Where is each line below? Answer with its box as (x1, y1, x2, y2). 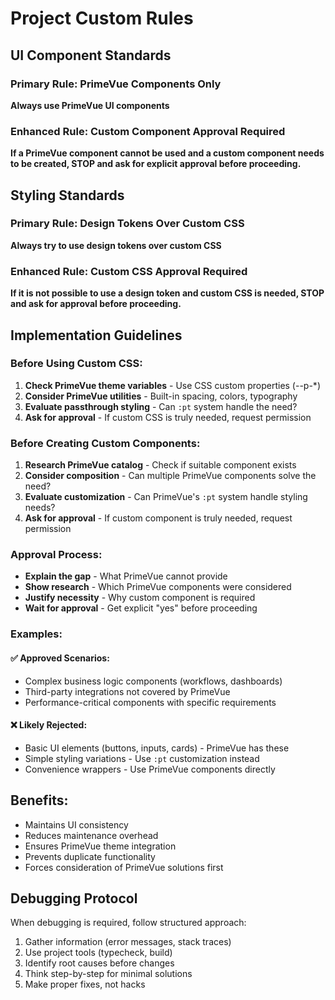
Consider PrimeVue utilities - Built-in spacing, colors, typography (24, 390, 298, 402)
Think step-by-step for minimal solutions (24, 968, 193, 980)
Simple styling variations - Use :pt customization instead (24, 752, 260, 764)
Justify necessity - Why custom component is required (24, 592, 256, 604)
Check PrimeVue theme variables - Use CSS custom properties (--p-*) (24, 379, 321, 391)
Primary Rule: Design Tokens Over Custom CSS (10, 217, 245, 231)
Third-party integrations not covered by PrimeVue (24, 685, 231, 697)
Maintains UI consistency (24, 818, 129, 831)
